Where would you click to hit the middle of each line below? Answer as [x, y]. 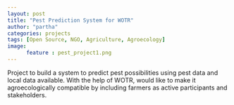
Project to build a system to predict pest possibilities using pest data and [113, 72]
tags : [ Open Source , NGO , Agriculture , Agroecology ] [86, 40]
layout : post [26, 14]
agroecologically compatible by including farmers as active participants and [117, 87]
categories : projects [39, 33]
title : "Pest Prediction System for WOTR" [70, 20]
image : [17, 46]
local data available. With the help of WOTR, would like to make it [101, 80]
